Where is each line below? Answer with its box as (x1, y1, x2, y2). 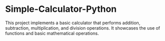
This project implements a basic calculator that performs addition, (5, 20, 141, 26)
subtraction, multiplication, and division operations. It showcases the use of (5, 25, 161, 31)
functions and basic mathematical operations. (5, 30, 99, 36)
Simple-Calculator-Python (5, 3, 117, 15)
